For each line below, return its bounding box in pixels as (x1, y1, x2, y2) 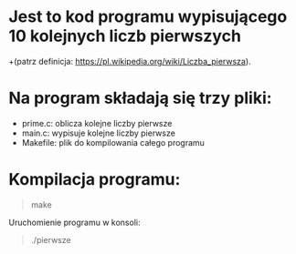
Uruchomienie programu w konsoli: (8, 217, 141, 228)
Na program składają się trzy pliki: (8, 88, 272, 108)
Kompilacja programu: (8, 169, 181, 190)
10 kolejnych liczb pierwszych (8, 25, 241, 46)
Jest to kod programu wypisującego (8, 6, 288, 27)
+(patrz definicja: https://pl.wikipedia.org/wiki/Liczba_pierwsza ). (8, 56, 252, 66)
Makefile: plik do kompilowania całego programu (21, 137, 205, 147)
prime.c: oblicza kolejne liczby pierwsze (21, 117, 173, 128)
